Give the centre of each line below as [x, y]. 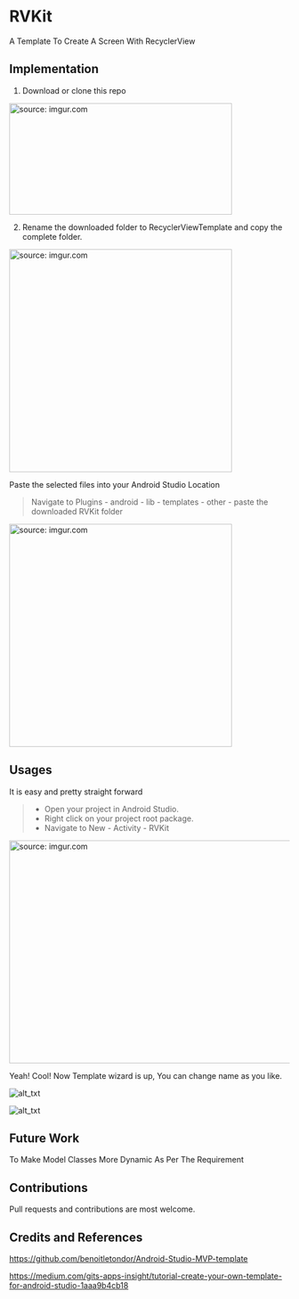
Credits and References [76, 1237]
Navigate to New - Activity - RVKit [107, 827]
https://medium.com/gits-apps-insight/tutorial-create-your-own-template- [146, 1276]
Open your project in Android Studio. [112, 809]
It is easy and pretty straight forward [76, 792]
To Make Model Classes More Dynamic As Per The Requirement [127, 1160]
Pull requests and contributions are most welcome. [102, 1209]
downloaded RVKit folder [77, 511]
